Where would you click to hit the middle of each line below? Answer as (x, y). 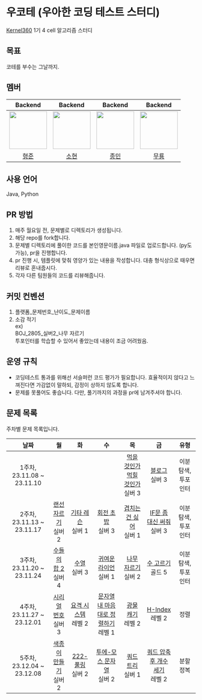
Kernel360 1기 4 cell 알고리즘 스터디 (49, 30)
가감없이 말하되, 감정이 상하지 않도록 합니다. (87, 385)
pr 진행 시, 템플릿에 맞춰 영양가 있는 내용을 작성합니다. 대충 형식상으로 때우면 (105, 260)
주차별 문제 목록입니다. (33, 429)
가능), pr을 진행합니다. (41, 253)
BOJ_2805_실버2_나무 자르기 (50, 333)
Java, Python (23, 194)
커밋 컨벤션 (26, 296)
